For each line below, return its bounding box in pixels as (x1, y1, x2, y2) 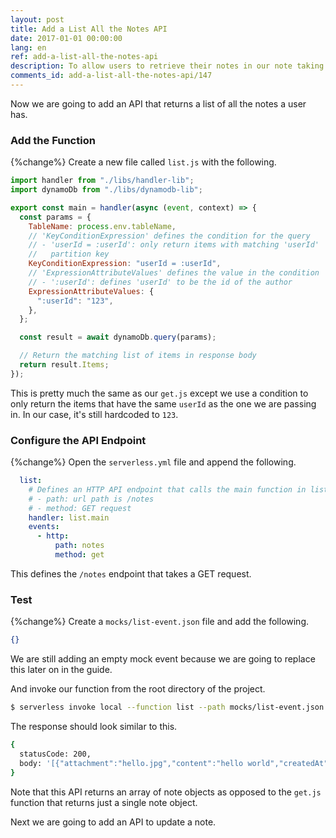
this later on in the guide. (10, 664, 113, 676)
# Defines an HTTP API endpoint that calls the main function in (28, 484, 307, 495)
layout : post (10, 14, 65, 25)
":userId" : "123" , (36, 296, 114, 306)
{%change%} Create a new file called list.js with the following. (10, 156, 277, 168)
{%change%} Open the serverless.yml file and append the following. (10, 456, 297, 468)
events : (28, 522, 60, 532)
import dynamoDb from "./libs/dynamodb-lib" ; (10, 185, 203, 195)
